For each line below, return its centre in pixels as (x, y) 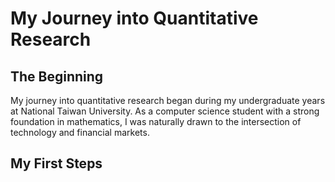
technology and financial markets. (80, 132)
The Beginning (57, 76)
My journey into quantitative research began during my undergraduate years (168, 100)
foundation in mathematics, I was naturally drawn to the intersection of (156, 121)
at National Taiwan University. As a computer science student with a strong (165, 111)
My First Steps (56, 163)
